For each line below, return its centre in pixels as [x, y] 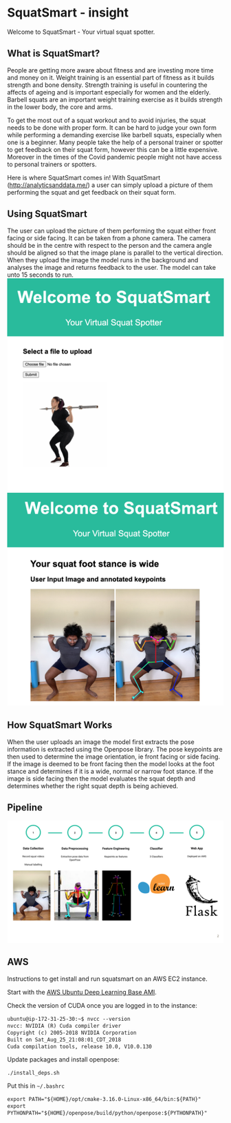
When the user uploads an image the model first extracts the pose [101, 742]
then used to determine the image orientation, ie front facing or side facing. [114, 756]
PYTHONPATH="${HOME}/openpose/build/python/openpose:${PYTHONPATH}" [107, 1113]
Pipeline [25, 808]
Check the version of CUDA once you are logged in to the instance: [102, 1005]
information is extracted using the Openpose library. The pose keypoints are [115, 749]
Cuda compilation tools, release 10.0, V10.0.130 [80, 1046]
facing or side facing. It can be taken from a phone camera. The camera [109, 238]
